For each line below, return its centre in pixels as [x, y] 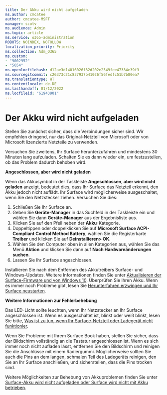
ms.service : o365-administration [40, 38]
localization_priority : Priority [40, 47]
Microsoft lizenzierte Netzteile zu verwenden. [52, 142]
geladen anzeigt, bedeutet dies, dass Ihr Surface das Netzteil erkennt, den [82, 187]
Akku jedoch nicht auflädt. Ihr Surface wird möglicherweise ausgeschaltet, [82, 192]
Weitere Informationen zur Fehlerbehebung [51, 301]
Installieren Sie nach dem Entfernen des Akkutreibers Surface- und [74, 270]
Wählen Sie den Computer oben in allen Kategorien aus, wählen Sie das [86, 244]
